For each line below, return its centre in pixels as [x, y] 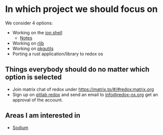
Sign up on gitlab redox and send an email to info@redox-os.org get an [85, 94]
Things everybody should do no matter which [77, 69]
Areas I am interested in [43, 116]
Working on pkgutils [33, 48]
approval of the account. [38, 100]
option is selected [33, 77]
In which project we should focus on [81, 9]
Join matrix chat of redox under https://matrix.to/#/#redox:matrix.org [83, 89]
